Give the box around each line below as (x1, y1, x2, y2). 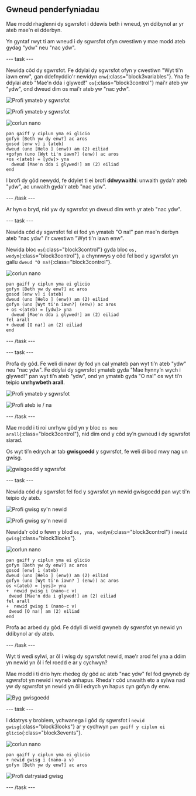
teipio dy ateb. (6, 494, 41, 501)
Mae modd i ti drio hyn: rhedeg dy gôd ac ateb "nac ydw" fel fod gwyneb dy (6, 670, 190, 677)
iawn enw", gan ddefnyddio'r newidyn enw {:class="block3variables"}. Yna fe (6, 73, 190, 80)
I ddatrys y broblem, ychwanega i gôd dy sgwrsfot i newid (6, 716, 145, 723)
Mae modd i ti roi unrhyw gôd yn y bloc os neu (6, 424, 118, 431)
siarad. (6, 436, 23, 444)
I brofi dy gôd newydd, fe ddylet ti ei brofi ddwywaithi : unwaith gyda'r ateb (6, 177, 188, 184)
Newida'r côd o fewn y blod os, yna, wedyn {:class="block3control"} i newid (6, 528, 188, 535)
